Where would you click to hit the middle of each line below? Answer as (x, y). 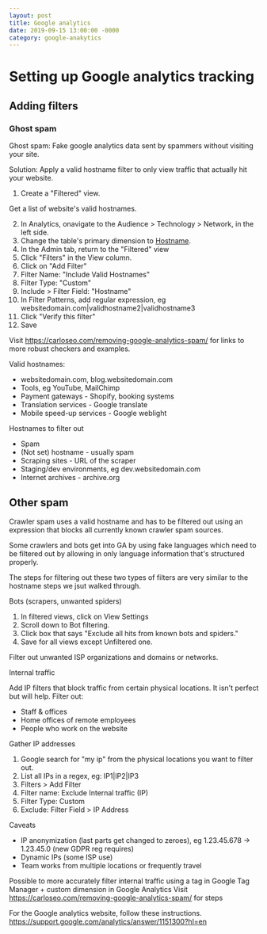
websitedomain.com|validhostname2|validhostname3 (108, 308)
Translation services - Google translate (84, 405)
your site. (24, 154)
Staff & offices (44, 711)
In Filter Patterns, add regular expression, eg (93, 300)
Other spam (39, 503)
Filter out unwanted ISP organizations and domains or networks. (114, 657)
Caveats (23, 825)
